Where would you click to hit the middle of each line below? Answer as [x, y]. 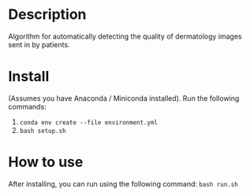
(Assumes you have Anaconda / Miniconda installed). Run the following [124, 98]
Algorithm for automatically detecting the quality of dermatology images [125, 36]
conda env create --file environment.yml [88, 122]
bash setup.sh [43, 131]
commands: [28, 106]
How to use [46, 162]
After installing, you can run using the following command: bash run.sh [123, 183]
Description [47, 15]
